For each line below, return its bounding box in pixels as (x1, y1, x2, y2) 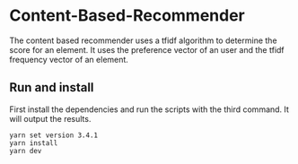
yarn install (9, 138, 58, 148)
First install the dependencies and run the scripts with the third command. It (9, 104, 290, 115)
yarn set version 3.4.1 (9, 131, 99, 140)
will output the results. (9, 113, 92, 124)
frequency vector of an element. (9, 54, 128, 65)
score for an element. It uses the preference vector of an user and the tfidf (9, 44, 285, 55)
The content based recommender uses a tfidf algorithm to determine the (9, 35, 277, 46)
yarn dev (9, 146, 42, 155)
